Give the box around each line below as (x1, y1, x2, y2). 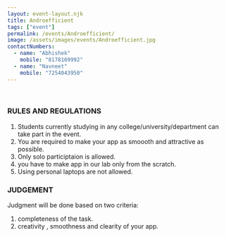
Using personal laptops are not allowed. (17, 167, 133, 176)
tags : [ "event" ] (7, 23, 55, 30)
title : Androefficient (7, 17, 74, 24)
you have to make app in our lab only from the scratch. (17, 159, 177, 168)
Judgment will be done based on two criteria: (7, 201, 139, 209)
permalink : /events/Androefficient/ (7, 30, 115, 37)
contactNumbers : (7, 43, 55, 50)
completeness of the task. (17, 214, 94, 223)
